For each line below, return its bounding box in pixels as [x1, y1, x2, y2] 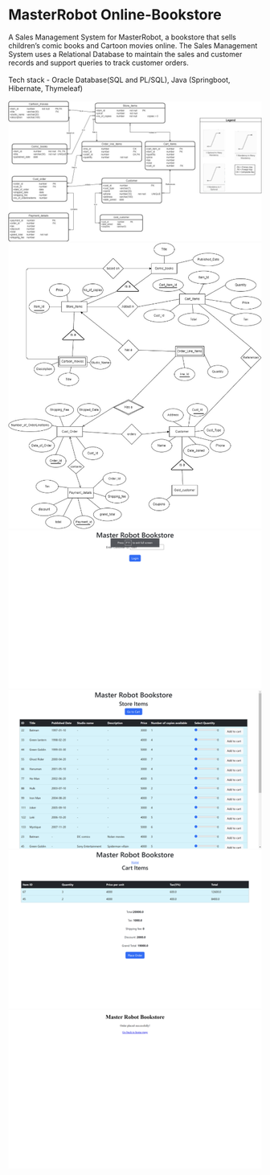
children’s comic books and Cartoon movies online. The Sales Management [8, 40, 258, 50]
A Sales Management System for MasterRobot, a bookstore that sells [8, 32, 237, 42]
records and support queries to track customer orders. [8, 58, 189, 68]
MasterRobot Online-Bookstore [8, 6, 223, 24]
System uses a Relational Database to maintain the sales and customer [8, 49, 243, 59]
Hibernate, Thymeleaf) [8, 83, 83, 93]
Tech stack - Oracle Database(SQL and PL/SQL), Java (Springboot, [8, 75, 231, 84]
